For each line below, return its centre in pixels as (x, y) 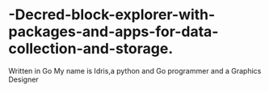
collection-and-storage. (91, 49)
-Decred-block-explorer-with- (112, 15)
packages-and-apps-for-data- (113, 32)
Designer (23, 79)
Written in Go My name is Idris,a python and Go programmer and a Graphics (135, 70)
